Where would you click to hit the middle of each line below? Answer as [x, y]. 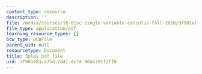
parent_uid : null [28, 45]
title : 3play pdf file [35, 56]
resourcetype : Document [36, 51]
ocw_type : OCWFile [29, 39]
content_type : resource [36, 12]
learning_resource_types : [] [43, 34]
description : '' [26, 17]
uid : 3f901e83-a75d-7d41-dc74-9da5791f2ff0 [62, 61]
